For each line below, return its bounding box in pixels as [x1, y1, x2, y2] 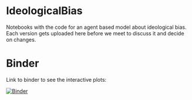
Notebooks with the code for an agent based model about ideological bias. [6, 24, 187, 31]
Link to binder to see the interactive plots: [6, 76, 107, 83]
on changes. [6, 36, 36, 43]
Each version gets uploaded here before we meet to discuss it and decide [6, 29, 184, 36]
